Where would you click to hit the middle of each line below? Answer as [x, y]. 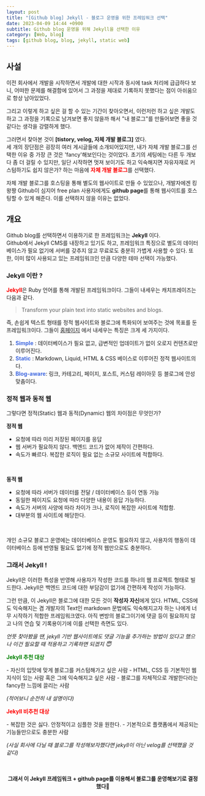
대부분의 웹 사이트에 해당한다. [50, 515]
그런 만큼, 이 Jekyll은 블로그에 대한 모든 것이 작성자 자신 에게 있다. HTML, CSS [100, 600]
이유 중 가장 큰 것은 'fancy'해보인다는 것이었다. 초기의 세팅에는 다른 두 [101, 154]
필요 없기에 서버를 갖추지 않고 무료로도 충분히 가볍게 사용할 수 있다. [107, 250]
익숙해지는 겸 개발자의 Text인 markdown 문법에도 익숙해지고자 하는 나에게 [102, 608]
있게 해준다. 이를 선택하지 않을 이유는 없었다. [77, 198]
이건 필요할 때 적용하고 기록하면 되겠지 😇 [62, 644]
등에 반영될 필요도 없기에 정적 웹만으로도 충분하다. [92, 548]
